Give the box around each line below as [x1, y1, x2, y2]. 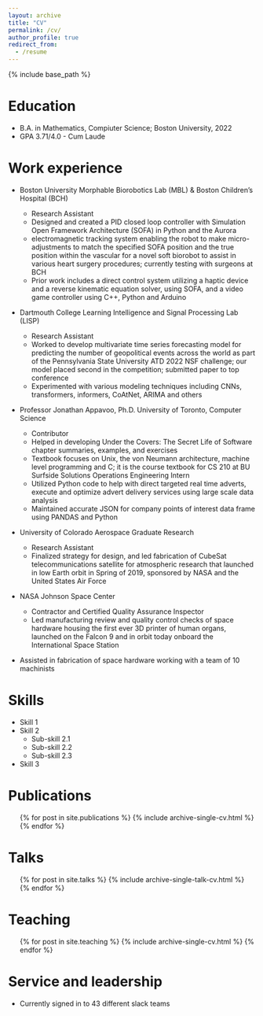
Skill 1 [19, 717, 38, 726]
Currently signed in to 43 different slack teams [19, 999, 170, 1008]
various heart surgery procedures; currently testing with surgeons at [31, 259, 254, 268]
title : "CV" [8, 19, 47, 27]
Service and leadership [8, 973, 163, 990]
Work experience [8, 159, 123, 177]
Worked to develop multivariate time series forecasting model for [31, 339, 242, 349]
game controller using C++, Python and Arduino [31, 292, 187, 301]
